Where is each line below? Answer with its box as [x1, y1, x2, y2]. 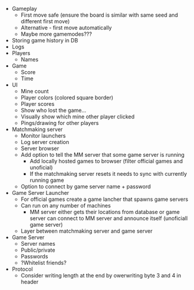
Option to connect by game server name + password [20, 183, 151, 190]
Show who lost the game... [20, 107, 87, 114]
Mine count [20, 88, 49, 94]
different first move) [20, 18, 70, 25]
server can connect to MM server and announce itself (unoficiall [29, 215, 188, 222]
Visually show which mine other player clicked [20, 113, 135, 120]
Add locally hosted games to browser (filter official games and [29, 158, 183, 164]
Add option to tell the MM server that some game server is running [20, 151, 185, 158]
